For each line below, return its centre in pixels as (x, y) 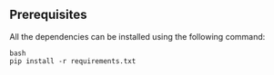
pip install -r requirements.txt (73, 61)
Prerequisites (48, 15)
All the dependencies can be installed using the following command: (137, 36)
